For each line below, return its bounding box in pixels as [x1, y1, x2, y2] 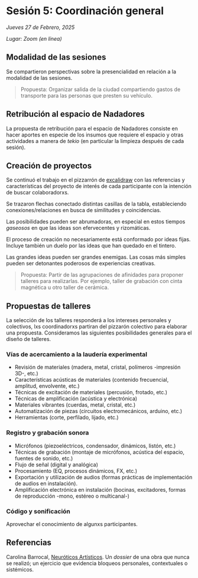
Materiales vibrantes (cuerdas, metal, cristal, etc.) [14, 401, 136, 408]
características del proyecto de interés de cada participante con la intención [6, 183, 192, 190]
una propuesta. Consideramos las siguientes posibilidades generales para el [6, 329, 192, 336]
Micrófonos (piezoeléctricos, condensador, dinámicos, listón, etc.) [14, 442, 176, 449]
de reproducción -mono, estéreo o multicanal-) [14, 492, 130, 499]
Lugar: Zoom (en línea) [6, 35, 62, 42]
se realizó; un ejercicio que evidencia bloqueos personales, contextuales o [6, 560, 188, 567]
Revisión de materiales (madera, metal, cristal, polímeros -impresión [14, 363, 181, 371]
